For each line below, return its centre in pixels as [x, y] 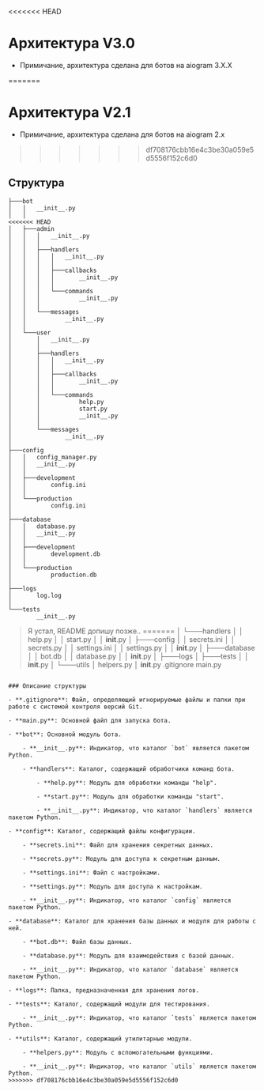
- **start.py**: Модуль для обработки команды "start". [130, 797]
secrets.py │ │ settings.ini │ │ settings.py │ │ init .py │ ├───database [141, 647]
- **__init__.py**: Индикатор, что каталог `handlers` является [145, 810]
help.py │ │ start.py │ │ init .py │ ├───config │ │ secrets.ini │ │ [131, 639]
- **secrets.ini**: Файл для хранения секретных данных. [118, 845]
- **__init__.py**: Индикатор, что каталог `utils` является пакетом [140, 1066]
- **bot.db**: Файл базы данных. [77, 942]
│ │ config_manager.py [53, 457]
